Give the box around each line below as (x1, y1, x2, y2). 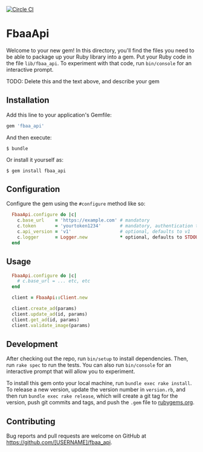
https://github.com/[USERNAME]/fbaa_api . (6, 439, 113, 446)
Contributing (6, 416, 56, 427)
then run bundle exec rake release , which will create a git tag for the (6, 392, 178, 399)
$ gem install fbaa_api (6, 168, 66, 174)
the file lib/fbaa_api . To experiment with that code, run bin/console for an (6, 59, 192, 66)
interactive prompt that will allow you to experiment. (6, 368, 135, 375)
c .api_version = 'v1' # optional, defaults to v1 (17, 229, 190, 235)
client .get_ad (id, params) (11, 317, 80, 323)
